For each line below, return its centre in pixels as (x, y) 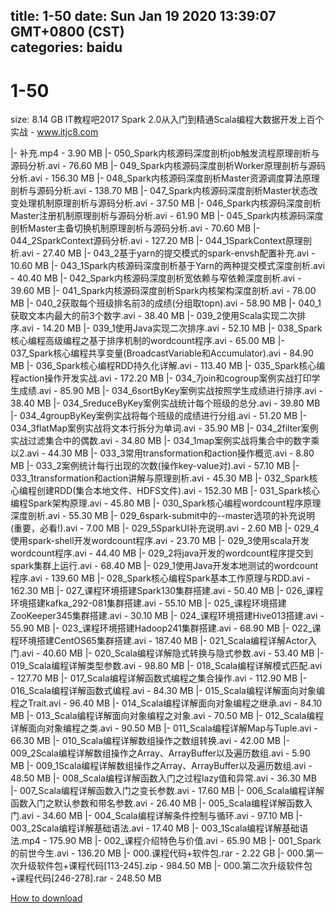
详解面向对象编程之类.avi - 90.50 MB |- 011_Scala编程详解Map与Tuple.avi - (164, 728)
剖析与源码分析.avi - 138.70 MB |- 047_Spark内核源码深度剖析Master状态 (160, 191)
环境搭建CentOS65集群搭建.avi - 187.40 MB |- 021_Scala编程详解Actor (163, 641)
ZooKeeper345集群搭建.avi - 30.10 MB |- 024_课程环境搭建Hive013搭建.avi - (167, 616)
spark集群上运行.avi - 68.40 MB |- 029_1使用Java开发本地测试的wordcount (164, 566)
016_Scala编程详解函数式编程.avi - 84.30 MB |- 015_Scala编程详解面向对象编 (167, 691)
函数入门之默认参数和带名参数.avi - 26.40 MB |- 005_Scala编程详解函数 (157, 803)
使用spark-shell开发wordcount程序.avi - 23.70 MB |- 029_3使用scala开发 (160, 541)
